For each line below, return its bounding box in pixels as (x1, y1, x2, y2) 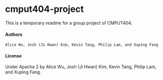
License (5, 53, 22, 59)
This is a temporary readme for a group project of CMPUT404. (5, 20, 133, 26)
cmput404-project (5, 3, 84, 15)
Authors (5, 31, 23, 37)
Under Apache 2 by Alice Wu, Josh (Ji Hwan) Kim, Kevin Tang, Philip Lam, (5, 64, 157, 70)
